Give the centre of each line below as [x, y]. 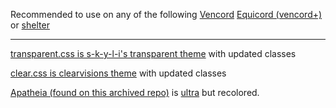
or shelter [30, 25]
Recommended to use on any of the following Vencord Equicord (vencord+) [166, 14]
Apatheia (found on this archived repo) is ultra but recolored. [135, 92]
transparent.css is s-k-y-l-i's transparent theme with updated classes [153, 53]
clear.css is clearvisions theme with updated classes [118, 73]
